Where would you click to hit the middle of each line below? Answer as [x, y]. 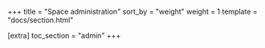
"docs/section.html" [41, 20]
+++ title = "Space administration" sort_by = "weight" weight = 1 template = [132, 12]
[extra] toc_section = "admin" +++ [64, 36]
